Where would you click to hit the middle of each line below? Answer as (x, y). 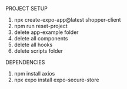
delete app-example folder (46, 32)
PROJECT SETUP (27, 8)
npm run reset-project (41, 26)
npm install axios (34, 73)
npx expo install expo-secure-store (56, 80)
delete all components (41, 38)
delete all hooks (33, 44)
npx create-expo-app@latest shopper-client (67, 20)
